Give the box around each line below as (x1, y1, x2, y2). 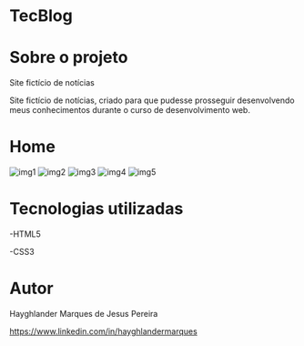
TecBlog (9, 5, 73, 26)
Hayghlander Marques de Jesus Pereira (9, 308, 158, 319)
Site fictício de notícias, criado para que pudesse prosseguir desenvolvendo (9, 95, 295, 106)
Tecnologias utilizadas (9, 198, 184, 219)
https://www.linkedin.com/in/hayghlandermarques (9, 325, 198, 337)
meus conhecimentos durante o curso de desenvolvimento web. (9, 105, 250, 116)
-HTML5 (9, 229, 41, 239)
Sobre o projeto (9, 47, 128, 68)
